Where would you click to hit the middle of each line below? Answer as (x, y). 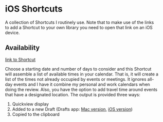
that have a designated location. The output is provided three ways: (72, 94)
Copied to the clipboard (36, 114)
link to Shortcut (20, 60)
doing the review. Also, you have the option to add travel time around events (81, 89)
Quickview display (30, 104)
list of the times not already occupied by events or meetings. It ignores (76, 79)
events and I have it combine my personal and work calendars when (82, 84)
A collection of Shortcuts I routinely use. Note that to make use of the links (80, 22)
